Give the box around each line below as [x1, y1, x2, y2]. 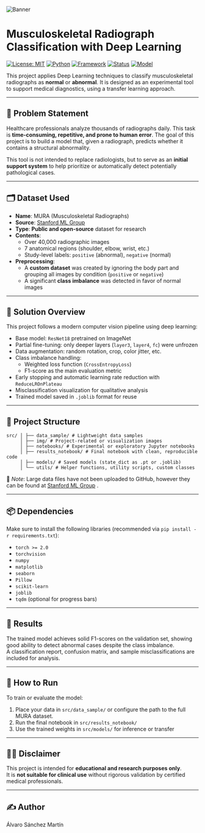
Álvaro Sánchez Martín [6, 821, 64, 829]
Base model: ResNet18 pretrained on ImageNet [15, 335, 131, 342]
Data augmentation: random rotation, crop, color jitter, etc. [15, 348, 162, 355]
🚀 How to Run [6, 677, 59, 688]
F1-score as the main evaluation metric [24, 367, 122, 374]
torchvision [15, 551, 46, 557]
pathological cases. [6, 168, 56, 176]
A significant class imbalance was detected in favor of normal [24, 277, 181, 284]
